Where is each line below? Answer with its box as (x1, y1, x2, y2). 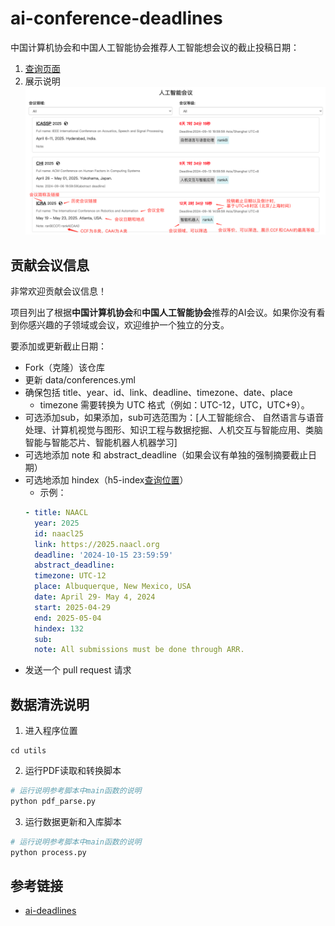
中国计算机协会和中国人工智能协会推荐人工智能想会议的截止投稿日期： (10, 41, 300, 53)
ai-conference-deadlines (10, 7, 223, 30)
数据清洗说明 (10, 696, 90, 713)
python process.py (10, 847, 87, 857)
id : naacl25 (34, 528, 84, 539)
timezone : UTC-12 (34, 571, 107, 581)
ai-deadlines (24, 905, 77, 917)
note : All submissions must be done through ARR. (34, 645, 245, 655)
